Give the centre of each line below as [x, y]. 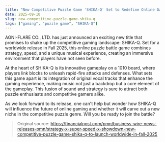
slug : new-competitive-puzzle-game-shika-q [50, 19]
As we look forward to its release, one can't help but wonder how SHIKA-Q [81, 104]
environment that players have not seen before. [53, 58]
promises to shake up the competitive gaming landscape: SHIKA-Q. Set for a [82, 43]
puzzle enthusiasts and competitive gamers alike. [55, 94]
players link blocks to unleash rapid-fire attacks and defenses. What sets [79, 73]
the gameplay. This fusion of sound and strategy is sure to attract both [76, 89]
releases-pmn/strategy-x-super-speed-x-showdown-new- [76, 129]
